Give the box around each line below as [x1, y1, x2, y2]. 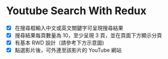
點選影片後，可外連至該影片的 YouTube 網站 [14, 47, 122, 54]
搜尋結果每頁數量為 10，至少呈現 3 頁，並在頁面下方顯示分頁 [14, 32, 162, 39]
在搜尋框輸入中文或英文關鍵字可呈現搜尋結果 [14, 24, 124, 31]
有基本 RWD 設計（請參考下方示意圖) [14, 40, 104, 47]
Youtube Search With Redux [6, 4, 147, 18]
